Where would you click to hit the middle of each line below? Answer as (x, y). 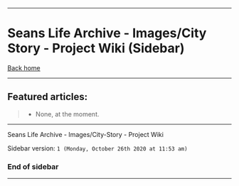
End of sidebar (33, 166)
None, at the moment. (67, 114)
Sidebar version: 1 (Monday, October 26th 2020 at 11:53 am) (97, 148)
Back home (24, 67)
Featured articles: (48, 97)
